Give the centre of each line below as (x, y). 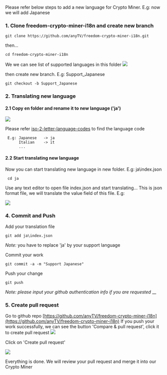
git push (14, 282)
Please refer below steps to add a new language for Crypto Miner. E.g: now (83, 7)
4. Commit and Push (30, 215)
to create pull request (27, 333)
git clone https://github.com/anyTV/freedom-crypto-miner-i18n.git (77, 36)
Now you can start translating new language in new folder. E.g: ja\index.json (83, 169)
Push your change (24, 273)
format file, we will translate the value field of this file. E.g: (65, 193)
